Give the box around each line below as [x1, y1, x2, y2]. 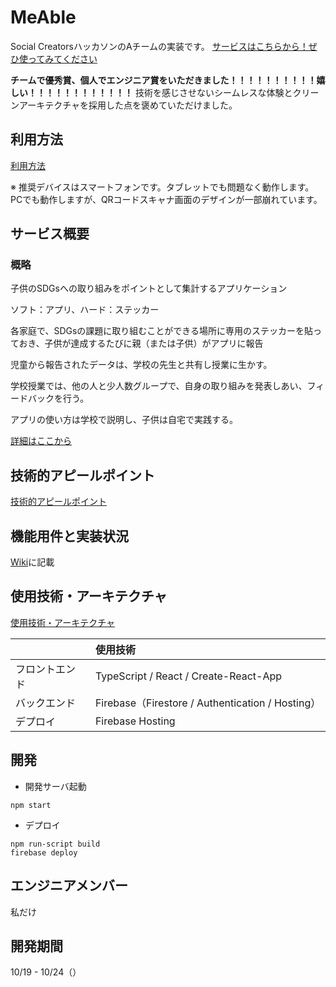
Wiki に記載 [10, 556, 55, 568]
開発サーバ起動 [24, 780, 87, 792]
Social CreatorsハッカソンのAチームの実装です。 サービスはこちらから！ [10, 40, 309, 52]
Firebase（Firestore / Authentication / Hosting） [94, 696, 322, 710]
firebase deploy [10, 847, 78, 858]
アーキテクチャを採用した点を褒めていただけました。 [18, 99, 238, 111]
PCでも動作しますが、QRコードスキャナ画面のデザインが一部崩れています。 [10, 193, 323, 205]
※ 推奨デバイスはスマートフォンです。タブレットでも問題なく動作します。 [10, 181, 315, 193]
